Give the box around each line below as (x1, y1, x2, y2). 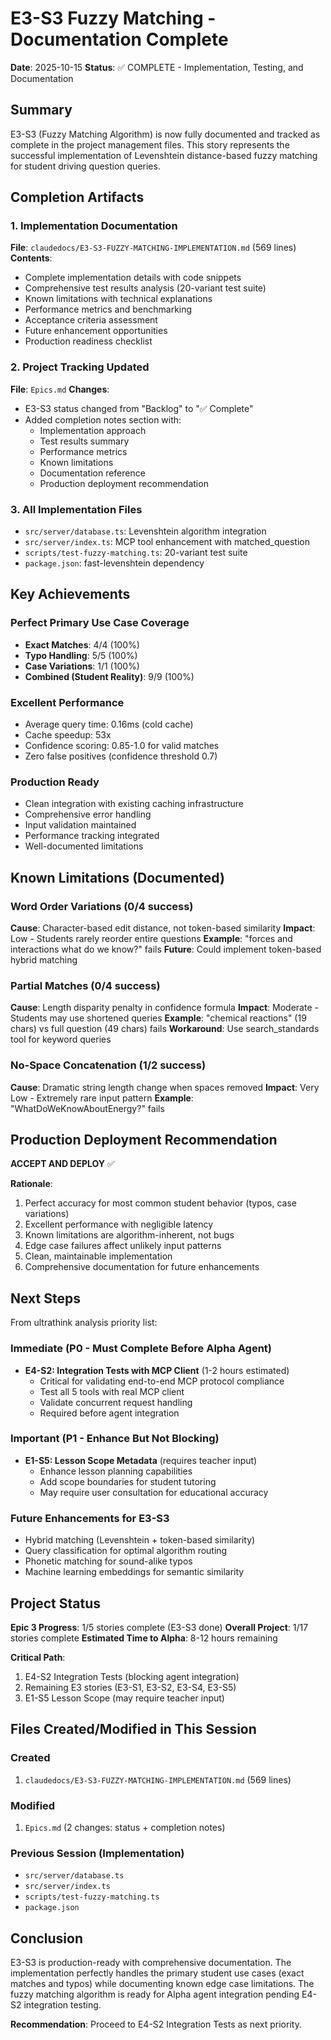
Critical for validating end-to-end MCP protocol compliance (39, 1375, 285, 1387)
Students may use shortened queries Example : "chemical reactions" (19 (10, 1012, 307, 1024)
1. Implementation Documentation (10, 219, 178, 233)
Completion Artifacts (10, 189, 145, 206)
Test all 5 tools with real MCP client (39, 1385, 185, 1397)
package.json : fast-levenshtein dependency (24, 557, 205, 569)
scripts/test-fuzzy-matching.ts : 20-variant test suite (24, 547, 248, 559)
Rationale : (10, 1178, 53, 1190)
